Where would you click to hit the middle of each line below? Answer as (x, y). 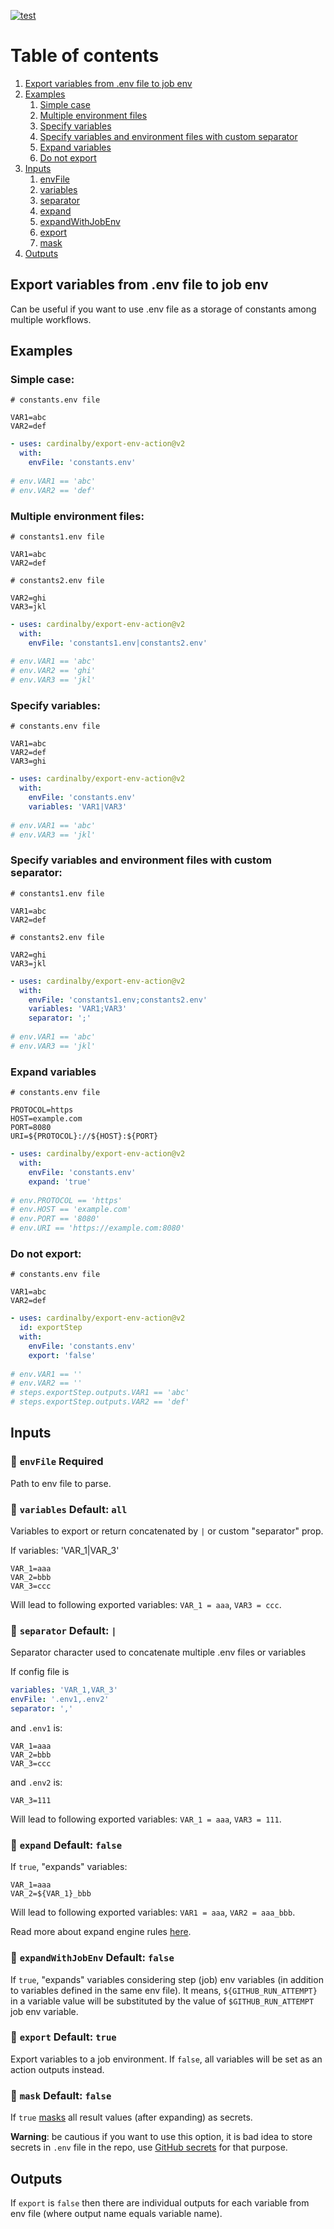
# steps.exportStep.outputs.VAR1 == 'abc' (100, 1393)
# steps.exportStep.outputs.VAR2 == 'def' (100, 1402)
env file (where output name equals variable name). (116, 2213)
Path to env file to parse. (61, 1483)
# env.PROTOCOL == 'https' (66, 1200)
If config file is (40, 1672)
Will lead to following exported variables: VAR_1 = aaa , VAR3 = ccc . (146, 1605)
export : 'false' (62, 1355)
